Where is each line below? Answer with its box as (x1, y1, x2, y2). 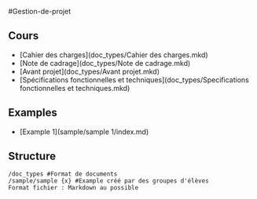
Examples (8, 106, 57, 120)
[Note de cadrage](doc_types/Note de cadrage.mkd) (19, 58, 191, 67)
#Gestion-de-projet (8, 7, 72, 16)
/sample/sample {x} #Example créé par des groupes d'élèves (8, 177, 210, 185)
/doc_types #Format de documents (8, 170, 118, 179)
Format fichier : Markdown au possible (8, 184, 139, 192)
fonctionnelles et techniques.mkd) (19, 83, 130, 92)
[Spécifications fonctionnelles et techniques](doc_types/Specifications (19, 74, 249, 85)
